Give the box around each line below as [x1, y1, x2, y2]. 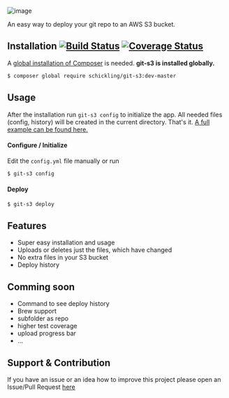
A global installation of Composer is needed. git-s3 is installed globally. [7, 59, 215, 67]
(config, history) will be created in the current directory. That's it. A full [7, 117, 210, 126]
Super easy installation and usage [17, 238, 115, 247]
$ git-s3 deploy [7, 200, 54, 207]
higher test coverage [17, 322, 77, 330]
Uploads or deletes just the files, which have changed [17, 246, 172, 254]
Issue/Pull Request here [7, 383, 75, 391]
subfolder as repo [17, 314, 68, 323]
